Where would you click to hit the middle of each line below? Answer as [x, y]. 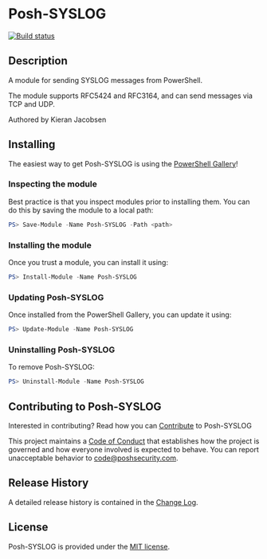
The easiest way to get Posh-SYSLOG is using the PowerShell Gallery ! [123, 163]
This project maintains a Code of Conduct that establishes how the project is [134, 441]
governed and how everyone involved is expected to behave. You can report [133, 450]
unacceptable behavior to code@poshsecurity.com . [93, 458]
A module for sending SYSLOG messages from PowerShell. [106, 80]
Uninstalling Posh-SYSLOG [62, 350]
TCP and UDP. [32, 104]
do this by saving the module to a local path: [81, 210]
